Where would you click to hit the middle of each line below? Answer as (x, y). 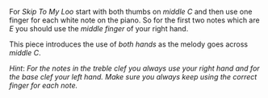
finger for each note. (44, 85)
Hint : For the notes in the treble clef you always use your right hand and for (135, 68)
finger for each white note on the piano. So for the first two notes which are (135, 20)
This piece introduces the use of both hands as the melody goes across (129, 44)
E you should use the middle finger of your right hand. (99, 29)
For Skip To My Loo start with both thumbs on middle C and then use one (131, 12)
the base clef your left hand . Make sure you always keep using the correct (133, 77)
